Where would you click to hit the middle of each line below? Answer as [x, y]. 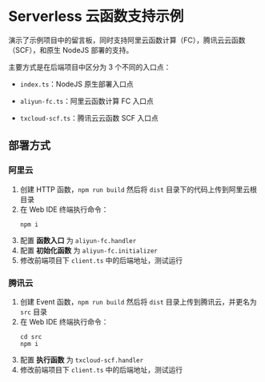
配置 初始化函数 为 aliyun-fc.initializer [88, 250]
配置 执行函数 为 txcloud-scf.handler [82, 360]
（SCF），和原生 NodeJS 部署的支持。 [71, 50]
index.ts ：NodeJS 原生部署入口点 [76, 84]
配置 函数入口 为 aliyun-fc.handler [78, 240]
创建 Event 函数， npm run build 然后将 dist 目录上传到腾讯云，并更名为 [139, 301]
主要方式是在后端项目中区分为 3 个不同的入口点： [90, 67]
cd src [31, 336]
